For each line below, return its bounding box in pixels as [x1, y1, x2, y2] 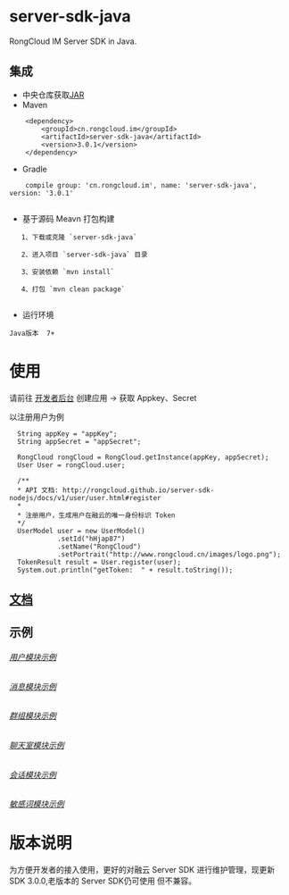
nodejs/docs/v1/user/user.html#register [9, 493, 162, 502]
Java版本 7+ [9, 329, 55, 338]
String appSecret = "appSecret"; [17, 437, 142, 446]
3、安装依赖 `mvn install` [21, 267, 115, 276]
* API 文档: [17, 485, 60, 495]
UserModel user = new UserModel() [17, 526, 145, 535]
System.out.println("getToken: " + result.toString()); [17, 565, 234, 574]
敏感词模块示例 [9, 799, 64, 809]
